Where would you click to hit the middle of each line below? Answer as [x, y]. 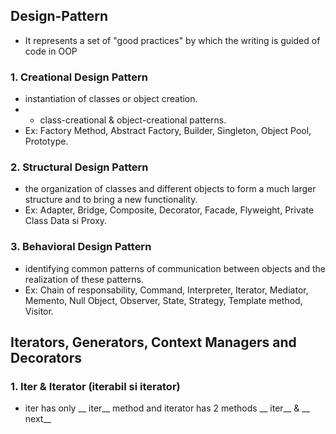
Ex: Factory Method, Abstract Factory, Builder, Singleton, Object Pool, [168, 131]
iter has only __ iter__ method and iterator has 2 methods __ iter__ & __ [167, 408]
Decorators [46, 358]
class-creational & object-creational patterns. [133, 120]
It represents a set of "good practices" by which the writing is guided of [172, 40]
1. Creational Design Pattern [79, 77]
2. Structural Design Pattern [79, 167]
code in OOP [51, 51]
